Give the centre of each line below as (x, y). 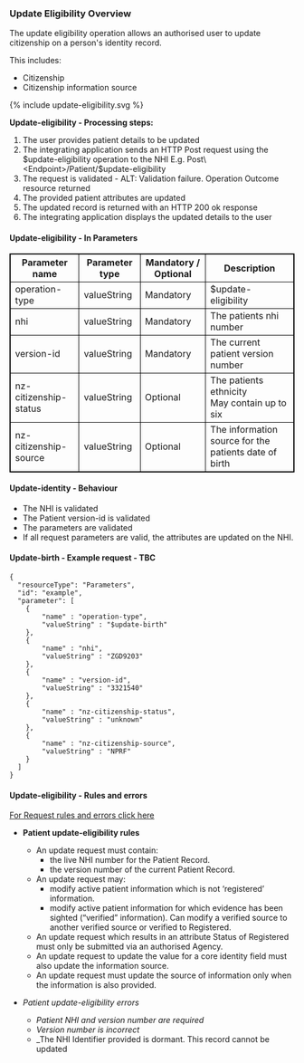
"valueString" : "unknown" (93, 719)
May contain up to (248, 403)
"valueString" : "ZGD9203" (93, 656)
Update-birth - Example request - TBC (83, 558)
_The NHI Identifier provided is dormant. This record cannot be (152, 1039)
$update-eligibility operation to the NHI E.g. (104, 159)
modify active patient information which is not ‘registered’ (157, 889)
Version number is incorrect (88, 1029)
